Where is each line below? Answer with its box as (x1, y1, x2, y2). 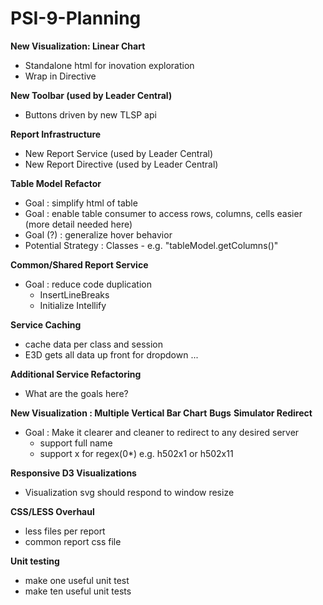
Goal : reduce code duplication (24, 278, 152, 290)
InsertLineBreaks (39, 288, 110, 301)
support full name (39, 437, 113, 449)
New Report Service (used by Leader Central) (24, 147, 214, 159)
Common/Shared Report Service (10, 258, 149, 271)
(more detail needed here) (24, 218, 133, 230)
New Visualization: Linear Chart (10, 40, 146, 52)
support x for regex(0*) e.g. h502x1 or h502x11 (39, 447, 234, 459)
